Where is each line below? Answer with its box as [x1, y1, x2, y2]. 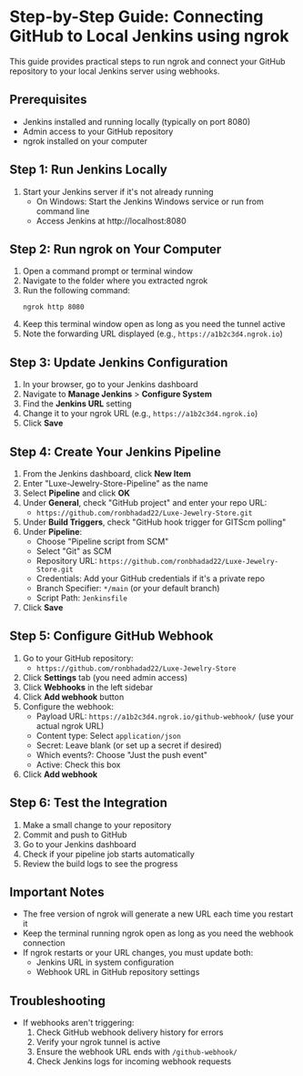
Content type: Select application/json [35, 730, 182, 741]
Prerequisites [9, 92, 87, 108]
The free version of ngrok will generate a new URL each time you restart [22, 908, 294, 919]
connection [22, 938, 66, 948]
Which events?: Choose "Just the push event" [35, 749, 207, 760]
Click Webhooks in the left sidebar [22, 681, 153, 692]
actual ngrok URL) [35, 720, 105, 731]
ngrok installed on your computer [22, 135, 148, 147]
